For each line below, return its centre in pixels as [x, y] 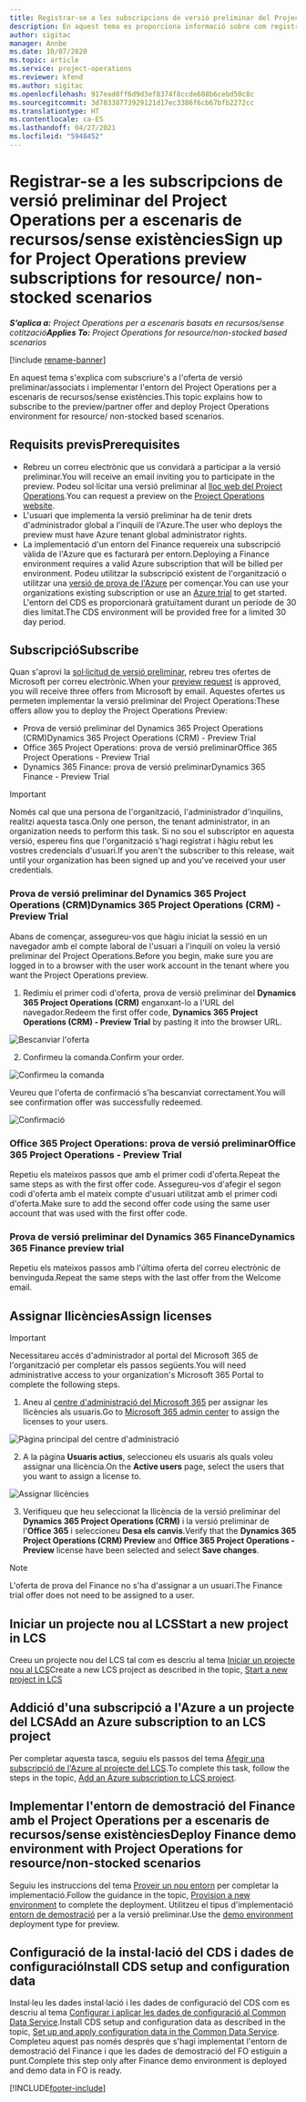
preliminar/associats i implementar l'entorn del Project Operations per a [143, 387]
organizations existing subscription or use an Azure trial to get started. [154, 592]
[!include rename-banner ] [58, 360]
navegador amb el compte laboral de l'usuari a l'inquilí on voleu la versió [145, 946]
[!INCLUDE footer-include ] [58, 2088]
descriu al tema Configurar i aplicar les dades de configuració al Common [148, 2013]
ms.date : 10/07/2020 [49, 52]
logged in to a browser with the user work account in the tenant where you [149, 965]
